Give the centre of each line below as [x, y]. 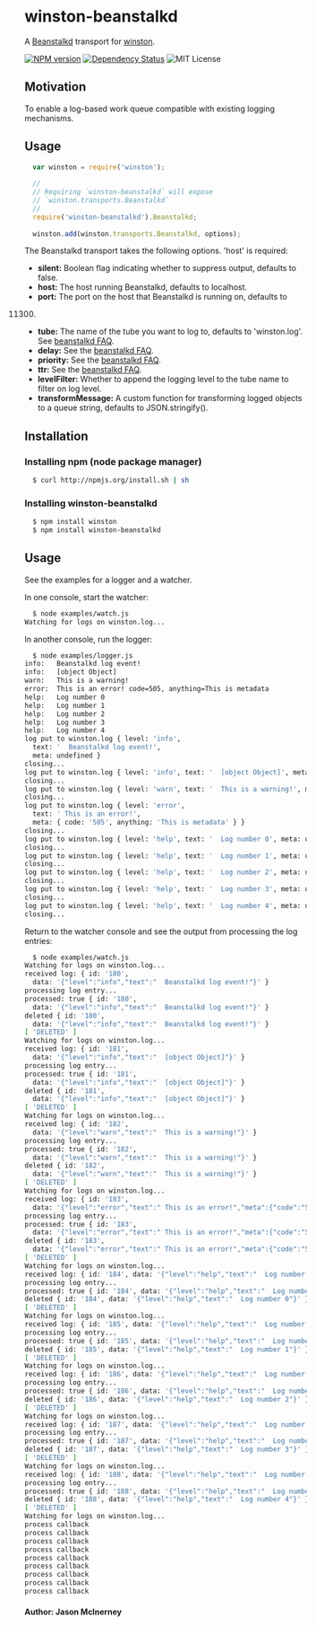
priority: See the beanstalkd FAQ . [99, 360]
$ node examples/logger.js [83, 656]
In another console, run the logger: [88, 639]
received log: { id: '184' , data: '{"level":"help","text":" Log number [165, 1274]
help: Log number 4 [65, 730]
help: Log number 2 [65, 714]
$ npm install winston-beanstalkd [97, 530]
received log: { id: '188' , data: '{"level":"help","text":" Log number [165, 1474]
